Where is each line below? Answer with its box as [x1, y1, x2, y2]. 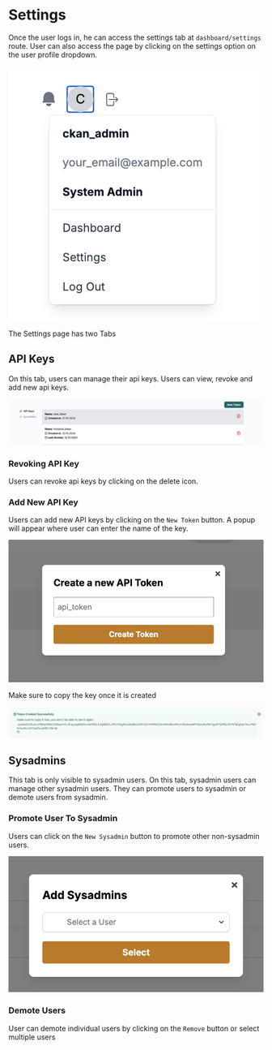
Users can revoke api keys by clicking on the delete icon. [8, 476, 198, 486]
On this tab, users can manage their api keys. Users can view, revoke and [8, 373, 253, 383]
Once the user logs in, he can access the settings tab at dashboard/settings [8, 32, 261, 42]
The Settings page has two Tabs [8, 329, 117, 338]
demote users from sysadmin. [8, 793, 108, 803]
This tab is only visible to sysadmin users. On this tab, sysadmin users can [8, 775, 257, 785]
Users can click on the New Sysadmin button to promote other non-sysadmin [8, 831, 261, 841]
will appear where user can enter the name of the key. [8, 523, 189, 533]
